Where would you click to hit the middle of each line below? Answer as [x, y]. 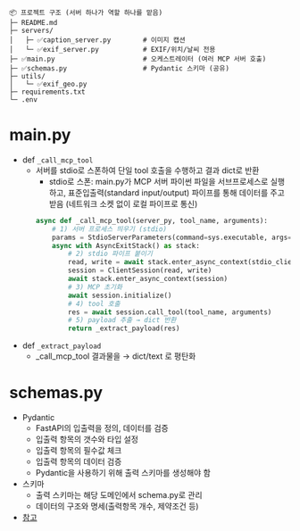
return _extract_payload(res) [124, 328]
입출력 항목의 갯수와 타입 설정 [87, 439]
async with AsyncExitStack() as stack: [126, 245]
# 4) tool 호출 [94, 303]
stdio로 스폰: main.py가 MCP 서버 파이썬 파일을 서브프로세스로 [158, 181]
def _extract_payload [62, 345]
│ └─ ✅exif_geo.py [48, 84]
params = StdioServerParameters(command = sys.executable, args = [172, 237]
